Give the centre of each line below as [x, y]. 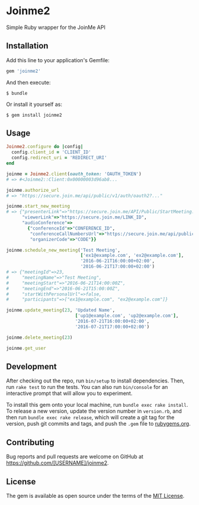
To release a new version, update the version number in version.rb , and [94, 411]
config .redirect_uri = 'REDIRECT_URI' [60, 158]
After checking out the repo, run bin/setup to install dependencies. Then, [95, 381]
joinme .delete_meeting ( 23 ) [39, 337]
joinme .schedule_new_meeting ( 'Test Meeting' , [63, 250]
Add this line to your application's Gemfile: [58, 60]
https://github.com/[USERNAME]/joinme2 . [57, 463]
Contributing [30, 442]
